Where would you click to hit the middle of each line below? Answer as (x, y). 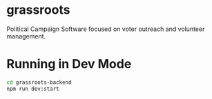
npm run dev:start (33, 89)
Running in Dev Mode (69, 64)
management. (26, 36)
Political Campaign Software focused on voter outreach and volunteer (106, 29)
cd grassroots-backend (39, 82)
